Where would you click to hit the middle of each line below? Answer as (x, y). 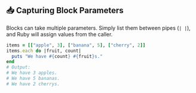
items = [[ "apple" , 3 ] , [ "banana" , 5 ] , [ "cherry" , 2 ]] (76, 45)
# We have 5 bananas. (33, 79)
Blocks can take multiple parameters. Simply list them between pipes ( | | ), (99, 28)
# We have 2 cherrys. (33, 84)
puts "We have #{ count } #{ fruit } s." (57, 56)
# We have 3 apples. (32, 73)
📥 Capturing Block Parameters (65, 10)
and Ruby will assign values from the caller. (59, 34)
